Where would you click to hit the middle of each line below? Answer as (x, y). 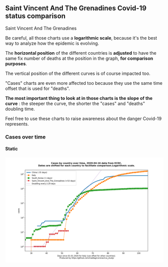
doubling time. (20, 109)
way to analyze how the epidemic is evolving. (52, 43)
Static (12, 149)
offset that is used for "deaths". (38, 88)
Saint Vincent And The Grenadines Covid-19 (76, 8)
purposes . (16, 63)
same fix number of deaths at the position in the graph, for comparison (79, 58)
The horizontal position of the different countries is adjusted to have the (81, 53)
